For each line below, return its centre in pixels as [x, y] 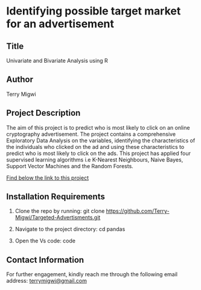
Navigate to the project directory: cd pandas [70, 229]
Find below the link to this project [48, 178]
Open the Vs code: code [45, 241]
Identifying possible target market [94, 11]
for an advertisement [60, 24]
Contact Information [45, 260]
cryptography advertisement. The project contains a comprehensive [91, 134]
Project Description [43, 113]
